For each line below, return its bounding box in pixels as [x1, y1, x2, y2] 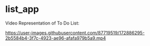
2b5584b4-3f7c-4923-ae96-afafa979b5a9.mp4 [5, 35, 106, 41]
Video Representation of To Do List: [5, 20, 80, 26]
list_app [5, 3, 39, 15]
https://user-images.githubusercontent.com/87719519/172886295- [5, 29, 145, 35]
